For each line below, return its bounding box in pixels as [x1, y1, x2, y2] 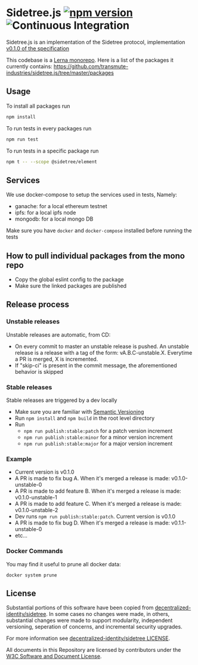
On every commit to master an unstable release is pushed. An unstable [14, 343, 189, 350]
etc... [14, 532, 28, 539]
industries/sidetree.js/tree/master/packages [6, 69, 115, 76]
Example [6, 454, 32, 463]
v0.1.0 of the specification [6, 45, 70, 52]
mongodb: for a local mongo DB [14, 215, 94, 222]
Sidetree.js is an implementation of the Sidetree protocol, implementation [6, 38, 185, 45]
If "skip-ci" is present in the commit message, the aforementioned [14, 362, 177, 369]
